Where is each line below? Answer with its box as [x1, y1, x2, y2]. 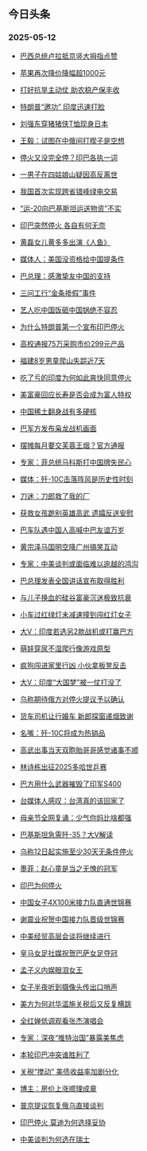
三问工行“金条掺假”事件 [19, 288, 97, 297]
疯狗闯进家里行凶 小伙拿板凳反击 [19, 660, 127, 670]
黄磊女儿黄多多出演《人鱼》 [19, 237, 111, 247]
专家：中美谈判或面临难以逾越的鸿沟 [19, 558, 139, 568]
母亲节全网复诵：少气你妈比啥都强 [19, 812, 132, 822]
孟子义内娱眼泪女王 [19, 965, 83, 974]
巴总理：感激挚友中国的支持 [19, 271, 111, 280]
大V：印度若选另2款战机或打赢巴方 [19, 626, 133, 636]
